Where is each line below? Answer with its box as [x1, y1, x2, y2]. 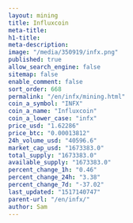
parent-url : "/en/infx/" [8, 195, 90, 203]
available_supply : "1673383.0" [8, 159, 112, 167]
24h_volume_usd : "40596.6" [8, 136, 97, 145]
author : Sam [8, 202, 47, 210]
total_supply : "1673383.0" [8, 151, 97, 159]
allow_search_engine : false [8, 63, 101, 71]
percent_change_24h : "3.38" [8, 173, 101, 182]
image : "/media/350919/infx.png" [8, 48, 119, 56]
